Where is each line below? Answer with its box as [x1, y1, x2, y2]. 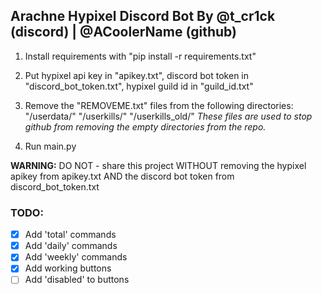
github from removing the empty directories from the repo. [24, 120, 267, 133]
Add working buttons [24, 262, 112, 274]
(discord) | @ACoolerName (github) [10, 24, 237, 41]
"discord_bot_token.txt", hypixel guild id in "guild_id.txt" [24, 80, 254, 92]
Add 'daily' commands [24, 240, 118, 252]
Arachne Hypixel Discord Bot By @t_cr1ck [10, 8, 276, 25]
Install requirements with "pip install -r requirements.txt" [24, 50, 257, 62]
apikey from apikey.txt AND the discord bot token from [10, 170, 235, 182]
